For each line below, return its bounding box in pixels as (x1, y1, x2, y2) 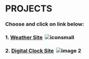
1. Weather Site (5, 34, 43, 41)
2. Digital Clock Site (5, 47, 54, 54)
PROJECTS (5, 3, 53, 14)
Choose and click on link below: (5, 21, 84, 28)
